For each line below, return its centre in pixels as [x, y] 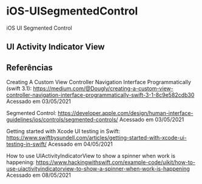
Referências [30, 67]
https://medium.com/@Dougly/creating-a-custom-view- [103, 88]
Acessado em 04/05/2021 [80, 144]
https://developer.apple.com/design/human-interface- [125, 113]
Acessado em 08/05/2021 [39, 175]
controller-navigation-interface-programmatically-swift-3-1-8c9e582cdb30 [100, 95]
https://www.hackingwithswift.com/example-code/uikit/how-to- [116, 162]
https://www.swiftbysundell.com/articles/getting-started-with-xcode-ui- [96, 138]
